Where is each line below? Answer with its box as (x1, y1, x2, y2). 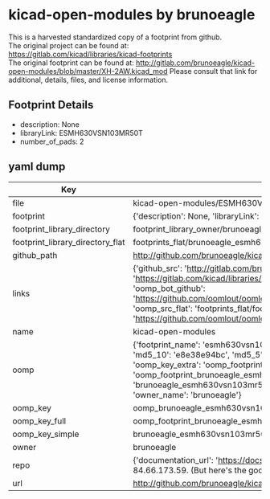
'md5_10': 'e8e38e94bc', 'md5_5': (132, 349, 265, 360)
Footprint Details (8, 98, 94, 112)
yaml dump (8, 160, 66, 174)
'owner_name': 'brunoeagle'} (132, 389, 242, 400)
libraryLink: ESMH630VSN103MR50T (19, 128, 143, 137)
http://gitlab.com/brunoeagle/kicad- (135, 58, 256, 67)
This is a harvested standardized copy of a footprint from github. (8, 32, 223, 42)
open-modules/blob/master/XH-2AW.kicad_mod (8, 66, 168, 76)
